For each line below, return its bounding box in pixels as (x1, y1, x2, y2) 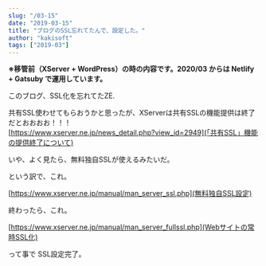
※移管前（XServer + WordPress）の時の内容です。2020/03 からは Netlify (8, 65, 255, 74)
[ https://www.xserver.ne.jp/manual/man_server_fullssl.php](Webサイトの (8, 222, 248, 232)
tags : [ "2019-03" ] (8, 41, 69, 49)
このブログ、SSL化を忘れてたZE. (8, 91, 115, 100)
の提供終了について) (8, 138, 74, 147)
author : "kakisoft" (8, 33, 73, 42)
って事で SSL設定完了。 (8, 249, 86, 259)
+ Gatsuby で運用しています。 (8, 74, 108, 84)
